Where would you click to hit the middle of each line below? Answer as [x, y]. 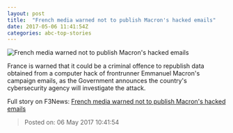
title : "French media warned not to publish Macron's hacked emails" [112, 20]
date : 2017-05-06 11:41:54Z [48, 26]
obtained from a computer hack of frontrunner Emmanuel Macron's [104, 73]
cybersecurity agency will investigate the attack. [77, 88]
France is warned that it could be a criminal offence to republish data [106, 66]
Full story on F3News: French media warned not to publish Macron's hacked [116, 102]
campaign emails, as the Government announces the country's [97, 81]
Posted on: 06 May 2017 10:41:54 [72, 123]
